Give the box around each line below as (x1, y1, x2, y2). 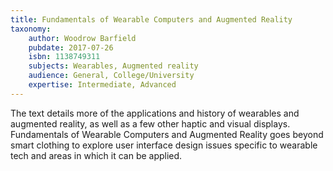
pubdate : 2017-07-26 (28, 42, 114, 53)
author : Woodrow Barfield (28, 33, 137, 43)
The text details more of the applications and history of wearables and (10, 107, 300, 119)
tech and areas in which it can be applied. (10, 149, 183, 161)
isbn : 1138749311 (28, 52, 101, 62)
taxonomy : (10, 24, 52, 34)
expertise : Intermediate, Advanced (28, 80, 177, 90)
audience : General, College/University (28, 71, 195, 81)
